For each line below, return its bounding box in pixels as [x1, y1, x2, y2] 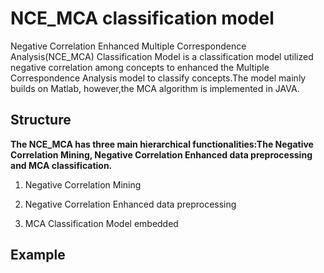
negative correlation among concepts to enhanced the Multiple [10, 61, 270, 73]
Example [10, 247, 66, 264]
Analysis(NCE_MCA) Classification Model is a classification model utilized [10, 50, 314, 62]
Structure [10, 112, 72, 129]
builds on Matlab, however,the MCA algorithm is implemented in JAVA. [10, 82, 300, 94]
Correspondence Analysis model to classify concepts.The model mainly [10, 72, 307, 84]
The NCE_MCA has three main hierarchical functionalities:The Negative [10, 138, 314, 150]
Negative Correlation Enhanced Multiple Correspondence [10, 40, 247, 52]
